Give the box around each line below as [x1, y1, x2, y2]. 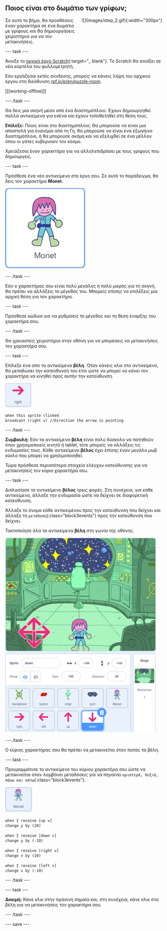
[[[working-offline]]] [5, 88, 46, 94]
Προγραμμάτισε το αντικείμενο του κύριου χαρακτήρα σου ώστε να [5, 766, 146, 772]
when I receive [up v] [5, 818, 52, 823]
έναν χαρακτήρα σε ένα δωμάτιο [5, 23, 74, 29]
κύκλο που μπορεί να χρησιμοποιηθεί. [5, 452, 84, 458]
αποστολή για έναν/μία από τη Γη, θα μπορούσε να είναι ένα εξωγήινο [5, 128, 153, 134]
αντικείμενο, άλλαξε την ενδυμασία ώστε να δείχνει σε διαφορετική [5, 492, 148, 498]
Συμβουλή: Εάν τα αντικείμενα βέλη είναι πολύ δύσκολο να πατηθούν [5, 436, 154, 442]
